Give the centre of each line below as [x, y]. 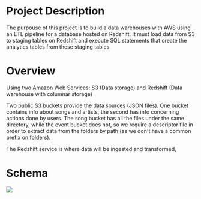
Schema [27, 174]
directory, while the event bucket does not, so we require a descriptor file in [100, 125]
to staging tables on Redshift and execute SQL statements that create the [97, 40]
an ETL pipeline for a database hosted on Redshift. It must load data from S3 [100, 34]
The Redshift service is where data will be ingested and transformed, [91, 149]
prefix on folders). [28, 137]
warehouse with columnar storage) [49, 94]
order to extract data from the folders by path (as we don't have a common [99, 131]
